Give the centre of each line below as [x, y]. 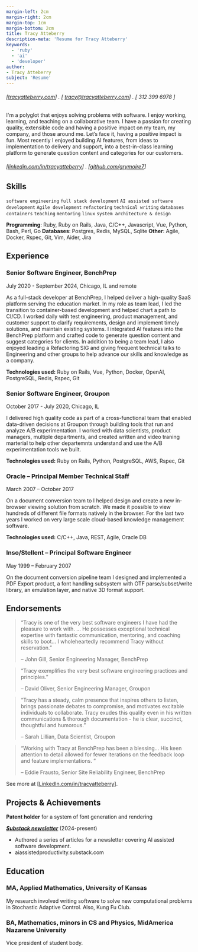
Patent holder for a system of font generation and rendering [79, 817]
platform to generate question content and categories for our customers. [95, 153]
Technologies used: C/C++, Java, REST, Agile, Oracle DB [76, 537]
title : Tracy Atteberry [35, 34]
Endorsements [34, 608]
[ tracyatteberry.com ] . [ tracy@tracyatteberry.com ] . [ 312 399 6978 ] [91, 97]
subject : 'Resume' [29, 78]
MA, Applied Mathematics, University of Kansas [77, 888]
